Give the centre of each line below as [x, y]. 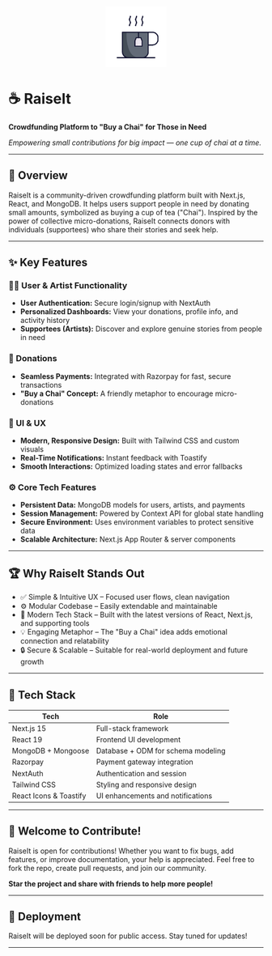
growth [32, 662]
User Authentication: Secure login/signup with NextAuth [115, 303]
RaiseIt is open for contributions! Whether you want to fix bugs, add [121, 851]
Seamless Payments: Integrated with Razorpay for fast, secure [125, 376]
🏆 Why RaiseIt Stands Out [76, 574]
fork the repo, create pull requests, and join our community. [107, 868]
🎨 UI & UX [27, 423]
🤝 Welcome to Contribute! [75, 831]
